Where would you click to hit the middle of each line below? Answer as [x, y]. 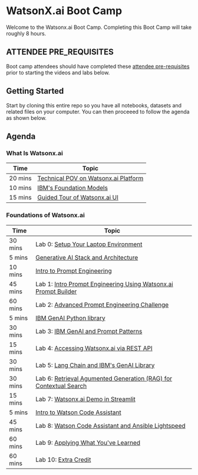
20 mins [20, 178]
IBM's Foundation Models [72, 188]
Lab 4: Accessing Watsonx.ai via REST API [94, 348]
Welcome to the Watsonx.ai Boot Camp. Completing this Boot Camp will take [99, 27]
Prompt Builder [56, 291]
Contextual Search [61, 386]
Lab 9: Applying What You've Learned [88, 443]
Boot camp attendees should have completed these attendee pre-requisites [98, 66]
